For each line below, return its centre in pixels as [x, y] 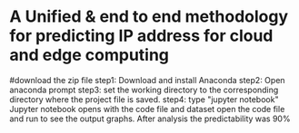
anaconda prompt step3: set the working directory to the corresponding [144, 90]
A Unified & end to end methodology [149, 17]
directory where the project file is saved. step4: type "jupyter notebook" [144, 99]
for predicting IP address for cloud [141, 36]
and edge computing [90, 55]
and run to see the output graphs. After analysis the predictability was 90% [150, 119]
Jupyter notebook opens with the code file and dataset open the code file [147, 109]
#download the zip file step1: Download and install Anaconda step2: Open [147, 80]
